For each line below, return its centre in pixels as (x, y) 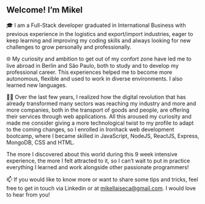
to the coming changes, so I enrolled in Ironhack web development (90, 129)
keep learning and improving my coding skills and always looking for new (99, 40)
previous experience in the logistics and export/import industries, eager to (100, 34)
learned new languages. (37, 85)
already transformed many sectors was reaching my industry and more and (101, 103)
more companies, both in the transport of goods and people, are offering (98, 110)
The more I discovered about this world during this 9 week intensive (92, 154)
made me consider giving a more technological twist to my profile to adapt (100, 123)
